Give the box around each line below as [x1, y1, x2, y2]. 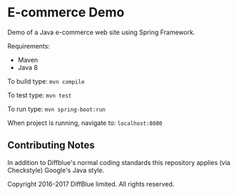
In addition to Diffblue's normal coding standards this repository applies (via [7, 158, 231, 166]
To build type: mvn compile [7, 76, 85, 86]
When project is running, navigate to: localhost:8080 [7, 119, 163, 127]
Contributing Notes [7, 139, 95, 151]
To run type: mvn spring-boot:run [7, 104, 106, 113]
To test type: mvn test [7, 91, 72, 99]
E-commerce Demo [7, 4, 125, 21]
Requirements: [7, 41, 50, 50]
